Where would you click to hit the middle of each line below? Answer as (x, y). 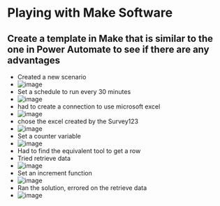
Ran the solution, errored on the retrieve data (82, 188)
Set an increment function (54, 173)
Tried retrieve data (44, 158)
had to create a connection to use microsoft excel (89, 106)
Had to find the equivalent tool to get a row (79, 151)
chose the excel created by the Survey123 (78, 121)
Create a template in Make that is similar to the (110, 39)
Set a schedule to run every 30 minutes (74, 92)
